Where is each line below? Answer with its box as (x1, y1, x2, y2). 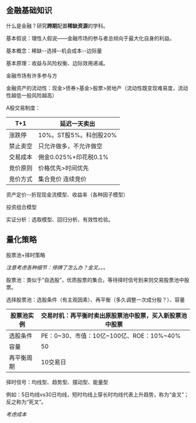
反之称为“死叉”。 (6, 398, 47, 405)
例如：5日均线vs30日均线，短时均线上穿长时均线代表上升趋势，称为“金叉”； (6, 391, 190, 398)
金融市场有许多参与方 (6, 72, 57, 79)
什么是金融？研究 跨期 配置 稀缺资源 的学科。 (6, 22, 108, 29)
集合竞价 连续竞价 (38, 175, 87, 183)
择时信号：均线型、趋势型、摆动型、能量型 (6, 378, 108, 386)
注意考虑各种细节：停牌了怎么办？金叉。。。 (6, 264, 108, 271)
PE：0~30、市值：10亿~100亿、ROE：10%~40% (40, 332, 181, 340)
